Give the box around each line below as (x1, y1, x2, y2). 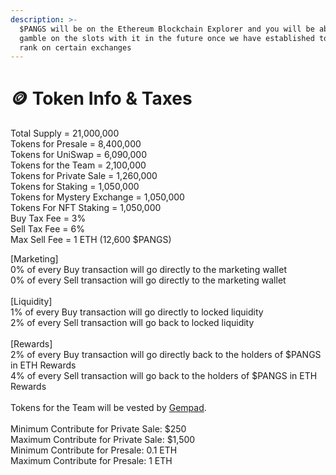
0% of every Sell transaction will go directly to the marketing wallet (10, 274, 287, 286)
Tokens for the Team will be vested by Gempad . (10, 402, 207, 414)
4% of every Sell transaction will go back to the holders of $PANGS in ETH (10, 370, 318, 382)
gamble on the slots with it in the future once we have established (19, 33, 315, 43)
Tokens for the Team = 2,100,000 (10, 159, 147, 171)
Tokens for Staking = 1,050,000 (10, 181, 140, 193)
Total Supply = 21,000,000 (10, 127, 120, 140)
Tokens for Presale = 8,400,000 (10, 138, 142, 150)
